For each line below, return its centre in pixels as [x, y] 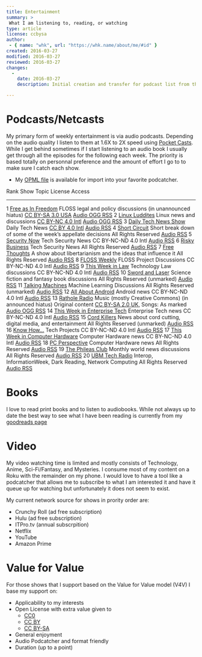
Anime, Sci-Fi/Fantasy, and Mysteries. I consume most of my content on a [98, 469]
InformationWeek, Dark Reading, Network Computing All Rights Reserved [97, 362]
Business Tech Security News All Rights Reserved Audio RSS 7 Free [90, 246]
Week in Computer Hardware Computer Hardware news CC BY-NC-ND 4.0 [99, 336]
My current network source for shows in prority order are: [78, 500]
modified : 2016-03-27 [33, 57]
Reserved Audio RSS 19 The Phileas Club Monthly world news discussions [98, 349]
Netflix [23, 531]
